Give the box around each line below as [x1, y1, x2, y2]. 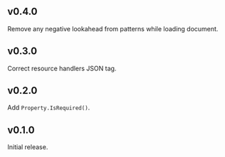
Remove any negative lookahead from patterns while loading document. [7, 24, 219, 33]
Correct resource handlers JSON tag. [7, 64, 117, 72]
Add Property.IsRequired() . [7, 103, 90, 112]
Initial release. [7, 143, 48, 151]
